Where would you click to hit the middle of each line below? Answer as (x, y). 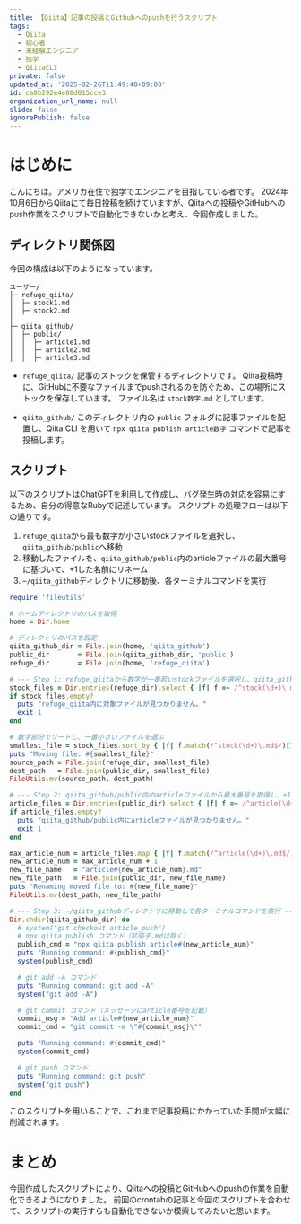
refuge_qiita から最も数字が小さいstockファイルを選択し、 (131, 535)
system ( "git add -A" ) (58, 994)
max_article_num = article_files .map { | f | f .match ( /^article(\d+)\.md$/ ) (152, 853)
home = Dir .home (39, 622)
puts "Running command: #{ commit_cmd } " (92, 1043)
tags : (19, 26)
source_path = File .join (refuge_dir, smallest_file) (110, 762)
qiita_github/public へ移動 (72, 546)
